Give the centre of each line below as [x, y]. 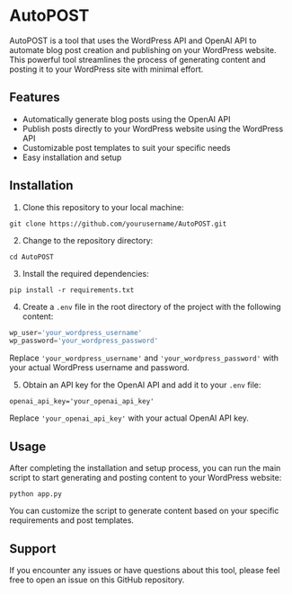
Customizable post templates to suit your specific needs [126, 147]
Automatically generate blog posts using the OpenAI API [126, 119]
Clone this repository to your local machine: [103, 207]
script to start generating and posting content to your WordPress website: [146, 478]
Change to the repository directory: [88, 240]
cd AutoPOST [31, 257]
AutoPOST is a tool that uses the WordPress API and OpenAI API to [133, 40]
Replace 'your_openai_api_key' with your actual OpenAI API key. [129, 418]
